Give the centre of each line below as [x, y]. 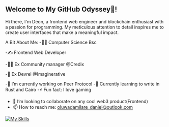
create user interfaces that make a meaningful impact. [62, 32]
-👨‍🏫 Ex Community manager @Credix [45, 64]
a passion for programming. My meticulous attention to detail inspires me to [84, 27]
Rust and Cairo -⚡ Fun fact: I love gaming [48, 89]
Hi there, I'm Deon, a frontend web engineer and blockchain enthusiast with [84, 21]
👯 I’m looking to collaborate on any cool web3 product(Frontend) [80, 101]
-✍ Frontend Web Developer [36, 52]
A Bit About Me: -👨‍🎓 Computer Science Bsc [51, 42]
